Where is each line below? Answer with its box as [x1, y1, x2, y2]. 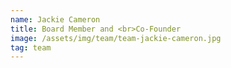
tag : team [10, 42, 52, 53]
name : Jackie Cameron [10, 14, 101, 25]
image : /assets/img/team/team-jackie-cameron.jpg [10, 33, 222, 43]
